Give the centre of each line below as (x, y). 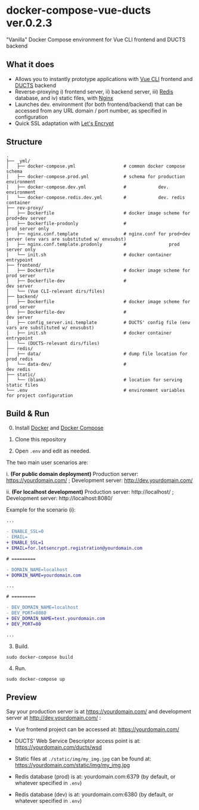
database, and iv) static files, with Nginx (64, 98)
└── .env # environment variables (96, 390)
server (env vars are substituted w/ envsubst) (66, 239)
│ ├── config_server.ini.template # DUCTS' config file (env (98, 322)
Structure (24, 142)
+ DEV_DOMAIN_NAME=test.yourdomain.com (56, 618)
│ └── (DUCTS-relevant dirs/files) (53, 343)
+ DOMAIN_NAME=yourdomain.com (44, 575)
